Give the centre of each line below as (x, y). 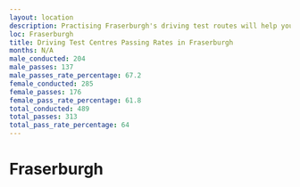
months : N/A (31, 51)
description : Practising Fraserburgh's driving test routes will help (143, 26)
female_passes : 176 (46, 92)
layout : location (42, 17)
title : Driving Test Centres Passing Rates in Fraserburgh (121, 42)
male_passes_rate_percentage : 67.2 (75, 76)
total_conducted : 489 (50, 109)
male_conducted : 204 (48, 59)
